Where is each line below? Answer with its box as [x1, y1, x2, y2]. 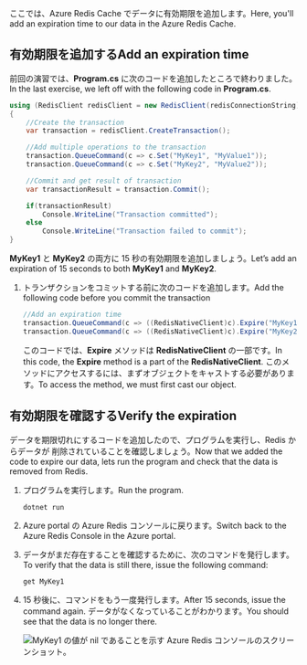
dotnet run [22, 502, 65, 512]
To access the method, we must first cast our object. [37, 378, 238, 390]
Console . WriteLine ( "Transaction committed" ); [42, 209, 219, 219]
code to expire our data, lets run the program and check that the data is [9, 456, 279, 467]
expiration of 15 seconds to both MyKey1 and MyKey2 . [9, 263, 217, 274]
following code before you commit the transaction [22, 292, 211, 303]
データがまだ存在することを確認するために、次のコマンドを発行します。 [22, 549, 294, 560]
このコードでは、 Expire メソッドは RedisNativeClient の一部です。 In [22, 344, 283, 355]
